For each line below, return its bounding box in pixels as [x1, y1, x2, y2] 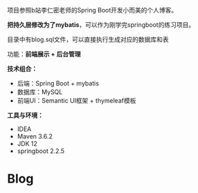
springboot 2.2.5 [17, 147, 65, 155]
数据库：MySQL [17, 88, 63, 96]
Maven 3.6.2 [17, 132, 53, 140]
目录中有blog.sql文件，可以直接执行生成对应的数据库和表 [7, 35, 169, 43]
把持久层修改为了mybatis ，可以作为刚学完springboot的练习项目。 [7, 21, 195, 29]
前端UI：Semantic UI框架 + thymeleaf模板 [17, 96, 137, 105]
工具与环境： [7, 111, 43, 119]
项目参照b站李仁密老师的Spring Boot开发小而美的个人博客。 [7, 6, 178, 14]
